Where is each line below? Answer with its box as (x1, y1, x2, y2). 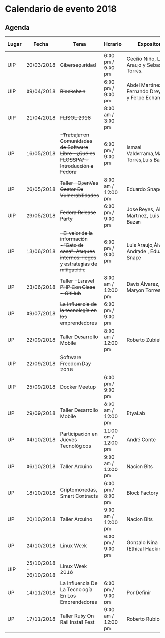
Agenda (5, 23, 30, 32)
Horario (104, 41, 122, 47)
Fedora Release (60, 209, 96, 216)
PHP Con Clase (60, 284, 96, 290)
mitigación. (60, 267, 86, 273)
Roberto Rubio (126, 616, 160, 622)
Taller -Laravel (60, 277, 95, 284)
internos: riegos (60, 254, 97, 261)
